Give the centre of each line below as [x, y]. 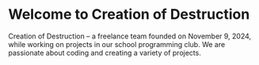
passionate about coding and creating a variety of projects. [105, 52]
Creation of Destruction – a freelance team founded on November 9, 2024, [130, 36]
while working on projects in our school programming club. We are [117, 44]
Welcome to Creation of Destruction [129, 14]
